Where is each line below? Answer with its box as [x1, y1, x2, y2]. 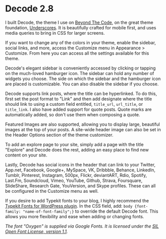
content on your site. [5, 152, 48, 158]
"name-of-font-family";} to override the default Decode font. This [23, 208, 159, 214]
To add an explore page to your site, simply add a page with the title [5, 141, 144, 147]
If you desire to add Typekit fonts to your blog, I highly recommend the [5, 197, 149, 204]
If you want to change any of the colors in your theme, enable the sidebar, [5, 39, 156, 45]
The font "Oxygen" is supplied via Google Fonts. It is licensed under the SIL [5, 223, 159, 229]
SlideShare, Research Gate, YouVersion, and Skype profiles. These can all [5, 182, 156, 189]
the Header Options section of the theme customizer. [5, 132, 113, 138]
